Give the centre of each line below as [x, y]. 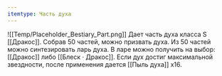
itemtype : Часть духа [39, 14]
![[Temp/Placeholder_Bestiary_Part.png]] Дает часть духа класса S [107, 34]
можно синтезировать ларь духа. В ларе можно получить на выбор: [111, 49]
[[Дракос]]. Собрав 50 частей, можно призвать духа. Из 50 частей [109, 42]
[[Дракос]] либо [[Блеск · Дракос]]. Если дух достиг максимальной [110, 57]
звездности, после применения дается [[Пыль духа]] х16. [95, 64]
